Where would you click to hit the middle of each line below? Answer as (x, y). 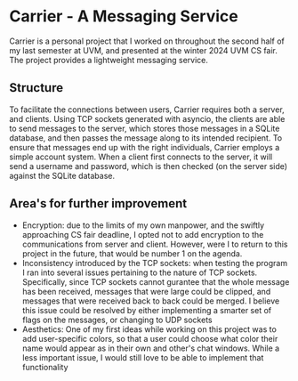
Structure (36, 88)
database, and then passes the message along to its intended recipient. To (146, 138)
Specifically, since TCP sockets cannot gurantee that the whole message (156, 281)
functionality (45, 367)
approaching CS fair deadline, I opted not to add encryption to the (143, 234)
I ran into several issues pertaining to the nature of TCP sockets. (140, 272)
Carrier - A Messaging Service (124, 16)
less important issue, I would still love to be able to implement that (143, 357)
